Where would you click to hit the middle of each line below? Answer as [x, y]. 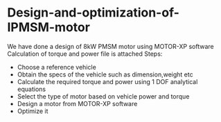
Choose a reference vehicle [57, 67]
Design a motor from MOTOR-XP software [77, 103]
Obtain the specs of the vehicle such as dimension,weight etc [105, 74]
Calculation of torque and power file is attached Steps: [85, 54]
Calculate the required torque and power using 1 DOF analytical [107, 81]
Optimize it [33, 111]
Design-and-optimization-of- [94, 13]
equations [32, 89]
